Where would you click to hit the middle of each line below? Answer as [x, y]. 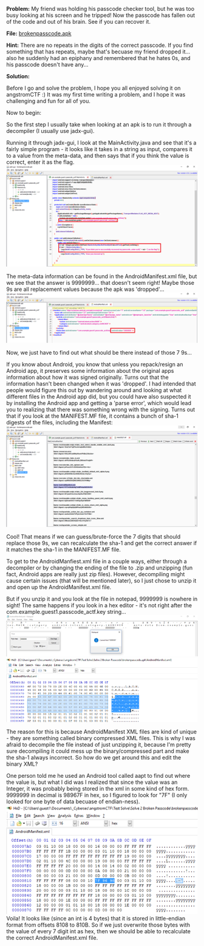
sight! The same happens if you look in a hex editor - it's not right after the [99, 605]
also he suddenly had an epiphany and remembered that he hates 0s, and [98, 58]
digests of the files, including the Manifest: [59, 422]
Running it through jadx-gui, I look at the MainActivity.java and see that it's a [101, 143]
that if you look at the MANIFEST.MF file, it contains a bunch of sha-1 [93, 416]
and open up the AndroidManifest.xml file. [59, 587]
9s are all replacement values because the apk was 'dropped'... [85, 289]
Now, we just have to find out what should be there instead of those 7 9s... [99, 352]
